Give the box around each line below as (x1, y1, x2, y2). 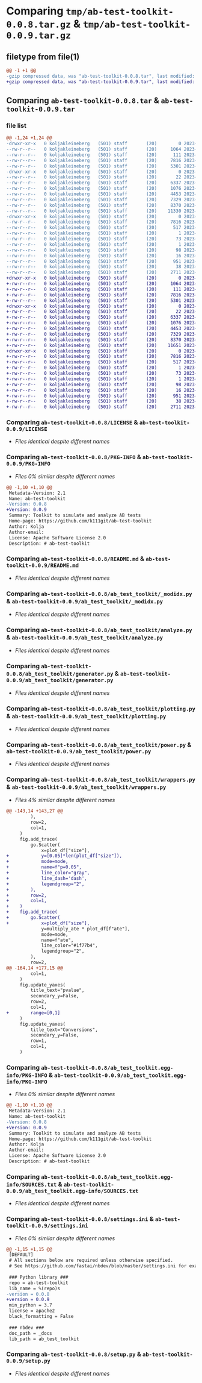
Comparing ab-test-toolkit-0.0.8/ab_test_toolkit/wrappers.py (6, 776, 195, 784)
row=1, (30, 1038, 47, 1044)
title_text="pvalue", (30, 987, 85, 994)
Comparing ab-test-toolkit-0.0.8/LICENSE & (6, 418, 138, 427)
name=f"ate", (41, 937, 74, 943)
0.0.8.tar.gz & (6, 17, 81, 31)
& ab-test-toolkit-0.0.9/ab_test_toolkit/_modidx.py (6, 597, 164, 605)
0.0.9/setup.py (6, 1358, 51, 1364)
